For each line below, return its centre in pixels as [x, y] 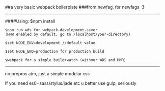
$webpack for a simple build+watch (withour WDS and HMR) [66, 60]
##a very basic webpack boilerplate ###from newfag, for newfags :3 [75, 7]
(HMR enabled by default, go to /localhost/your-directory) [68, 34]
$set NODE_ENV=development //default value [50, 43]
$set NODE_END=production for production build [55, 51]
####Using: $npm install [30, 21]
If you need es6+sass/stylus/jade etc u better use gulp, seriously [71, 83]
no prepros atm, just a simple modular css [47, 74]
